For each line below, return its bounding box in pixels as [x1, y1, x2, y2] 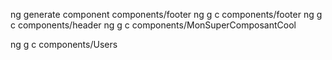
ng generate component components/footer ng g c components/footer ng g [10, 9, 323, 20]
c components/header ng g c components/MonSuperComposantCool [10, 19, 297, 31]
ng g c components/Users [10, 39, 118, 50]
